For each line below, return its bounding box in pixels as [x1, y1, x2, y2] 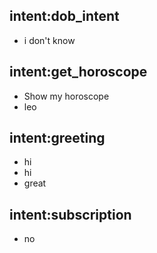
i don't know [23, 34, 76, 46]
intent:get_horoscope [9, 64, 148, 81]
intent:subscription [9, 206, 132, 223]
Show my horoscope [23, 90, 110, 102]
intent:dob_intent [9, 8, 120, 25]
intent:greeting [9, 130, 106, 147]
